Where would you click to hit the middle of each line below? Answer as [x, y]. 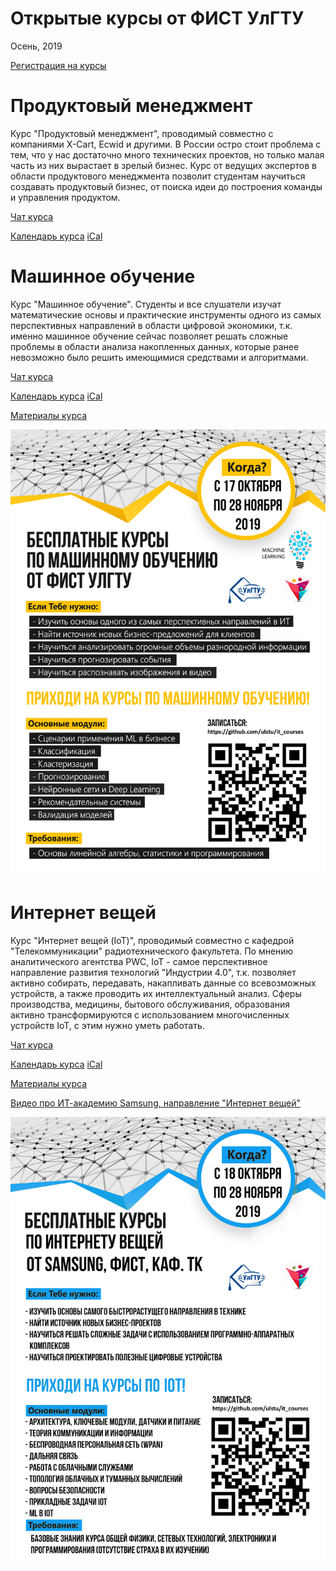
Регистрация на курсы [58, 65]
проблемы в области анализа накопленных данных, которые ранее [155, 346]
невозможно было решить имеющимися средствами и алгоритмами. [159, 357]
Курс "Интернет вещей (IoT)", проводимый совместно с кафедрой [152, 940]
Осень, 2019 [36, 46]
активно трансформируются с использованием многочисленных [150, 1014]
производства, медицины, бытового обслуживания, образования [150, 1004]
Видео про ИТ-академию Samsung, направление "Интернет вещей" [156, 1103]
